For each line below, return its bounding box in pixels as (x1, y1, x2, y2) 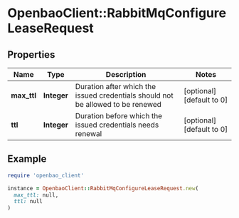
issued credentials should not (75, 90, 174, 100)
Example (7, 153, 47, 165)
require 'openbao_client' (7, 172, 84, 179)
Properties (7, 48, 55, 61)
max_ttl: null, (14, 191, 59, 199)
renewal (75, 129, 102, 138)
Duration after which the (75, 82, 156, 91)
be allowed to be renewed (75, 100, 162, 109)
